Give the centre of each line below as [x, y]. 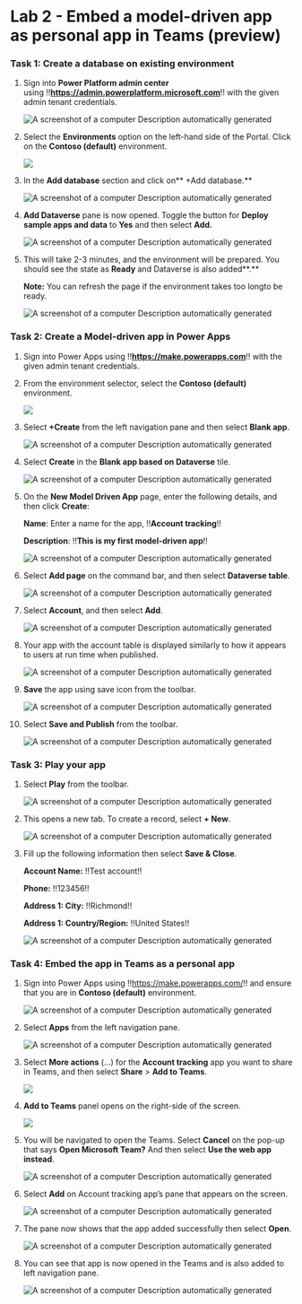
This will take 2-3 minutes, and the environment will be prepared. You [151, 260]
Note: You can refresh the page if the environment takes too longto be [153, 287]
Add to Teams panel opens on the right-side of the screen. [132, 1106]
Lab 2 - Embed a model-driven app [141, 17]
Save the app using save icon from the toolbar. [109, 689]
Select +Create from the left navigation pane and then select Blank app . [156, 427]
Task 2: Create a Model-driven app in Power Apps [121, 336]
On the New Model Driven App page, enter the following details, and [150, 496]
